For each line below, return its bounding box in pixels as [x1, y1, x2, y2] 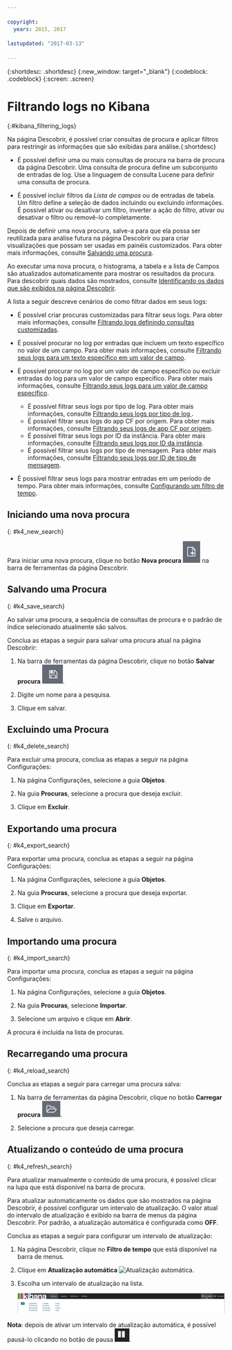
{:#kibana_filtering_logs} [7, 122, 77, 130]
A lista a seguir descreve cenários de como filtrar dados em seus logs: [7, 297, 208, 305]
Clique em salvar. [17, 704, 67, 712]
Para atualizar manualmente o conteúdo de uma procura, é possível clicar [7, 1175, 217, 1184]
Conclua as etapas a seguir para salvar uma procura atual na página [7, 636, 202, 644]
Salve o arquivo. [17, 916, 64, 924]
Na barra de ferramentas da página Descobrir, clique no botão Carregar [17, 1093, 222, 1101]
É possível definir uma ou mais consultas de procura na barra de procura [17, 155, 225, 164]
